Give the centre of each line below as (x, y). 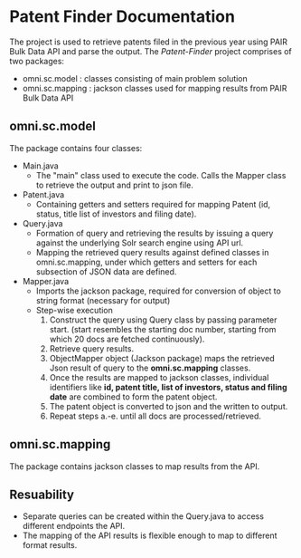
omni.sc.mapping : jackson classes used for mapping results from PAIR (155, 88)
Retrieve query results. (91, 348)
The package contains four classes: (76, 148)
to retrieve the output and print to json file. (115, 185)
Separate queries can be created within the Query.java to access (143, 516)
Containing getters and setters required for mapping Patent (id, (153, 204)
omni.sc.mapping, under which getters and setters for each (146, 262)
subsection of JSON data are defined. (106, 271)
